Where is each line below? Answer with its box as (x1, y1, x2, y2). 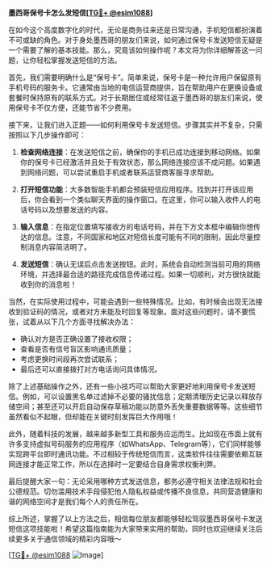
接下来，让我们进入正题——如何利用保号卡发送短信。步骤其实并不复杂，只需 (8, 120, 263, 129)
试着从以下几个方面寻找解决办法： (22, 317, 135, 326)
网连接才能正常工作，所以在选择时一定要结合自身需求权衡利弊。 (8, 460, 220, 469)
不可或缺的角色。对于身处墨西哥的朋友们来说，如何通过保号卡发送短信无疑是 (8, 36, 263, 44)
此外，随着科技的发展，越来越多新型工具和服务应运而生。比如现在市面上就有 (8, 429, 263, 439)
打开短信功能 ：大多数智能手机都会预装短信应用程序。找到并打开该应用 (19, 185, 254, 194)
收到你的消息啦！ (19, 280, 77, 289)
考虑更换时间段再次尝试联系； (19, 355, 119, 364)
